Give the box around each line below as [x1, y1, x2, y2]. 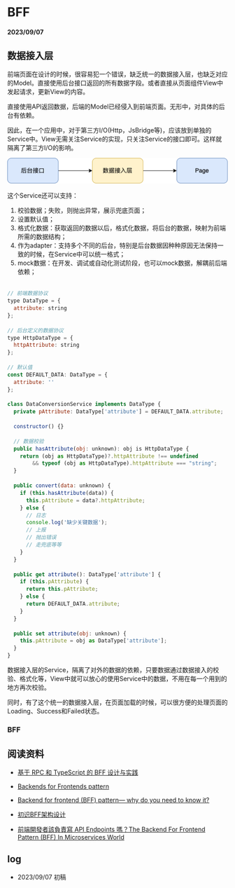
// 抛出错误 [25, 534, 57, 541]
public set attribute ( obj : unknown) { [13, 630, 127, 637]
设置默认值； [17, 215, 55, 224]
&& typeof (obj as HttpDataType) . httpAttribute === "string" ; [32, 460, 218, 467]
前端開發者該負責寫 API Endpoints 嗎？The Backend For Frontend [17, 825, 206, 833]
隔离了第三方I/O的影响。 [7, 143, 78, 151]
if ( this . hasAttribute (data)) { [20, 489, 114, 496]
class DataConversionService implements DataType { [7, 401, 161, 408]
